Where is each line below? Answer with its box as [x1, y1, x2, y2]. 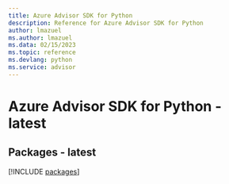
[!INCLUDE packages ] [8, 167, 80, 176]
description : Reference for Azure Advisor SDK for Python [8, 19, 204, 27]
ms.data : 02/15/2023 [8, 41, 77, 49]
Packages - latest [8, 146, 97, 159]
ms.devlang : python [8, 56, 73, 64]
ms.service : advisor [8, 63, 77, 71]
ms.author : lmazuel [8, 33, 73, 42]
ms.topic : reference [8, 48, 77, 56]
